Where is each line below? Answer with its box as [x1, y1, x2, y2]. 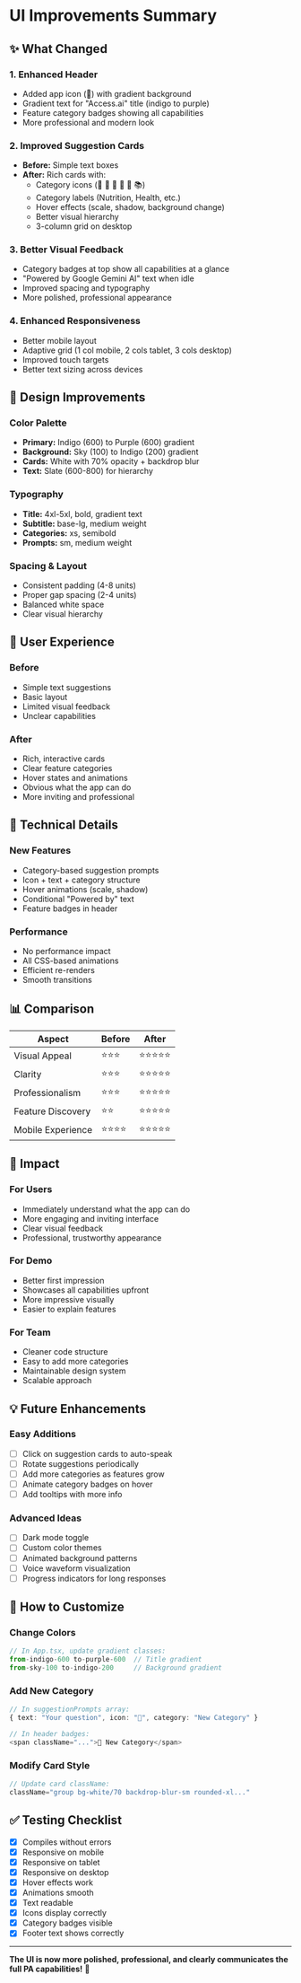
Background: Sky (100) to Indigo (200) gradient [21, 446, 199, 458]
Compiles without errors [21, 1837, 112, 1847]
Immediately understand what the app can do [21, 1204, 191, 1215]
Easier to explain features [21, 1303, 116, 1314]
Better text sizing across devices [21, 364, 143, 374]
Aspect [37, 1032, 69, 1045]
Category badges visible [21, 1917, 114, 1928]
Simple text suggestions [21, 681, 112, 692]
